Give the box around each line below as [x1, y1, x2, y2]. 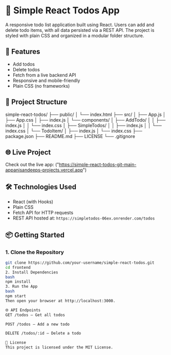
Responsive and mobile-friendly [12, 77, 80, 84]
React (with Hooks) [12, 199, 54, 205]
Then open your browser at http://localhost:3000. [5, 298, 116, 303]
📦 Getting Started [5, 230, 65, 239]
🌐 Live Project [5, 148, 51, 156]
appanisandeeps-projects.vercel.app [5, 167, 83, 173]
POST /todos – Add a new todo [5, 322, 70, 327]
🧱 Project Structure [5, 97, 68, 107]
